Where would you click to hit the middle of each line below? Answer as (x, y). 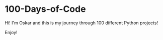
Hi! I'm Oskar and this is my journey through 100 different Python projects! (81, 23)
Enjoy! (11, 32)
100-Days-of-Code (45, 9)
